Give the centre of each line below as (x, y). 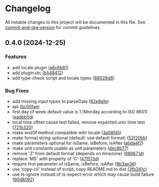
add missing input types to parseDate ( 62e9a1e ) (60, 101)
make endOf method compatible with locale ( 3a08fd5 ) (67, 133)
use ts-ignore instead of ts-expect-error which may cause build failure (83, 174)
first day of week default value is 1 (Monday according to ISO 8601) (80, 111)
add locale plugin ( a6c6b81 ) (40, 67)
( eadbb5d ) (23, 117)
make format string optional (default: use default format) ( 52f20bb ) (80, 137)
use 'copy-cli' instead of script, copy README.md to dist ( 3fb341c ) (79, 169)
